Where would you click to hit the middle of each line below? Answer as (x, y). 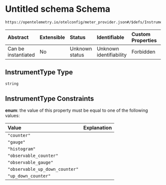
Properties (144, 40)
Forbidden (144, 52)
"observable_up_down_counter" (43, 169)
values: (12, 116)
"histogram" (22, 149)
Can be (16, 49)
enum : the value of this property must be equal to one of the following (77, 110)
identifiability (112, 55)
